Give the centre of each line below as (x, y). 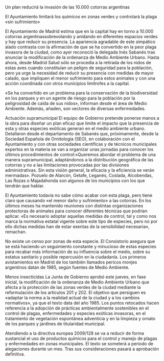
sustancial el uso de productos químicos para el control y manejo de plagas (81, 338)
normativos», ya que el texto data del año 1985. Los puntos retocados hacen (82, 303)
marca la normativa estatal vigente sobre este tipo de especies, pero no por (82, 221)
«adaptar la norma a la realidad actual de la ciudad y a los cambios (72, 298)
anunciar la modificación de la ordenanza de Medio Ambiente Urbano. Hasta (82, 57)
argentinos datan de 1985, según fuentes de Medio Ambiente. (67, 267)
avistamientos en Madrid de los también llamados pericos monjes (71, 262)
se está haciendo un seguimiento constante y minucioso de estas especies (81, 246)
